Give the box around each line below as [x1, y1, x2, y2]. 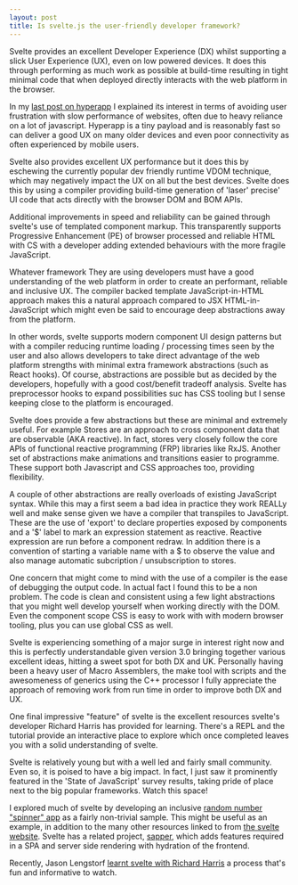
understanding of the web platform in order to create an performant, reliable [9, 275, 288, 286]
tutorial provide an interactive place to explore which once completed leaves [9, 730, 289, 741]
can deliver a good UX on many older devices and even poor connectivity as [9, 129, 290, 140]
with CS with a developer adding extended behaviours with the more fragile [9, 240, 286, 250]
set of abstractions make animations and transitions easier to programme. [9, 452, 280, 463]
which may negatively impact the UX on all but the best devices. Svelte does [9, 175, 290, 185]
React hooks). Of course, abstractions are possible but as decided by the [9, 369, 278, 380]
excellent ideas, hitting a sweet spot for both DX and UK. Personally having [9, 656, 284, 667]
